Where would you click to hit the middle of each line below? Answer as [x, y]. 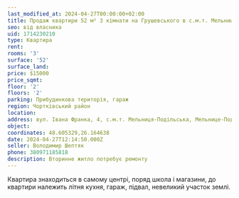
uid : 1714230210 [31, 34]
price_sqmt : [25, 80]
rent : [15, 47]
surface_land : [28, 67]
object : [19, 126]
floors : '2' [25, 93]
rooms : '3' [23, 54]
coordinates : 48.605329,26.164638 [59, 133]
